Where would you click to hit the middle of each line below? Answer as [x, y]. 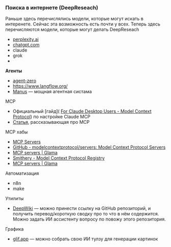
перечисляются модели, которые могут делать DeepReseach [72, 30]
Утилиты [15, 199]
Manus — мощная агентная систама [52, 92]
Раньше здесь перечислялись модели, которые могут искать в [75, 19]
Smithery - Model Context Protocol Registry [59, 158]
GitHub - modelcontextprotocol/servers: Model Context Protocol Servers [89, 147]
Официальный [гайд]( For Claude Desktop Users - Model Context [82, 112]
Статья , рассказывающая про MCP [51, 122]
